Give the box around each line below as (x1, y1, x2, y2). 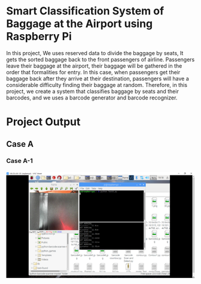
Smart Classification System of (6, 4, 165, 18)
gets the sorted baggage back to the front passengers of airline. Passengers (6, 56, 195, 63)
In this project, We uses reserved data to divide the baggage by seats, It (6, 49, 184, 56)
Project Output (6, 115, 81, 129)
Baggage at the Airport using (6, 17, 153, 31)
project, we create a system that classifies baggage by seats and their (6, 87, 179, 95)
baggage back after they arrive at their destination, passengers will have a (6, 75, 190, 82)
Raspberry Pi (6, 30, 72, 43)
